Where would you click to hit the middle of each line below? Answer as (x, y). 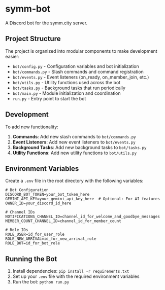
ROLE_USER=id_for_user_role (35, 234)
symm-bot (28, 9)
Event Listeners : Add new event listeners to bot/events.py (74, 142)
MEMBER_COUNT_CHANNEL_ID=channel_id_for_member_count (63, 221)
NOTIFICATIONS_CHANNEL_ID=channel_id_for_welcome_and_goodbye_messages (82, 217)
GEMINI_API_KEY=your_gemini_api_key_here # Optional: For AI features (82, 199)
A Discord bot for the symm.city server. (46, 23)
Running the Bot (31, 259)
